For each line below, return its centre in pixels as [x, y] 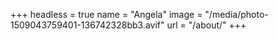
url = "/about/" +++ [206, 25]
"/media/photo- [236, 14]
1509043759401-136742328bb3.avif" [87, 25]
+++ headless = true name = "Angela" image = [106, 14]
